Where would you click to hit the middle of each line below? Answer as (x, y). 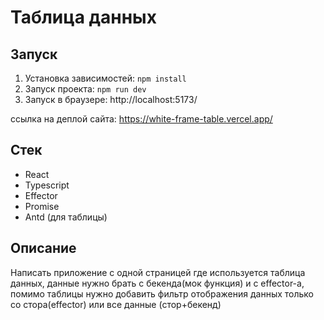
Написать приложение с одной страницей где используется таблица (158, 272)
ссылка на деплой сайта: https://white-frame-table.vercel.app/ (141, 119)
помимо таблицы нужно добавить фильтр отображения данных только (162, 293)
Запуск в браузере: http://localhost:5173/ (111, 99)
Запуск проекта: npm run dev (85, 89)
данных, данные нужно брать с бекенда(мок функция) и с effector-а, (157, 283)
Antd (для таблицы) (66, 217)
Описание (43, 248)
